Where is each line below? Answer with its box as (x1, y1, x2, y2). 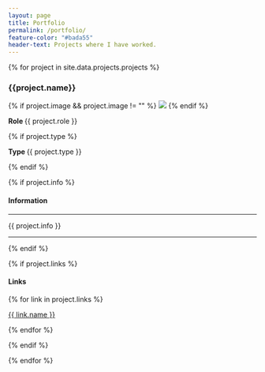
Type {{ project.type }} (8, 147, 82, 156)
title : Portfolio (8, 19, 65, 27)
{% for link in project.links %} (8, 294, 104, 304)
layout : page (8, 11, 51, 20)
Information (8, 196, 48, 205)
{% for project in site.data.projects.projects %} (8, 62, 160, 72)
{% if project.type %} (8, 132, 77, 141)
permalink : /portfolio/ (8, 26, 87, 34)
